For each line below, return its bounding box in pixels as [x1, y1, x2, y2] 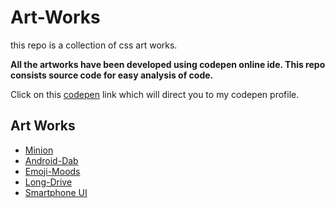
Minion [24, 144, 54, 156]
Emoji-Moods [24, 165, 81, 177]
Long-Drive [24, 176, 73, 188]
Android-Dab [24, 154, 79, 166]
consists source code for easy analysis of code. [10, 69, 214, 81]
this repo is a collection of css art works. [10, 39, 178, 51]
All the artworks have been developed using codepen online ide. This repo [10, 58, 326, 70]
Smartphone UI [24, 186, 88, 198]
